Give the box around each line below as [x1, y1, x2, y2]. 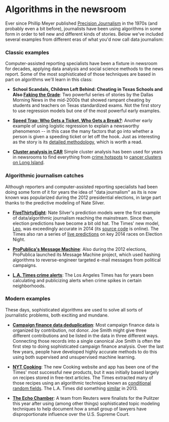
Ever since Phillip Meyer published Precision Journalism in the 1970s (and [5, 20, 157, 26]
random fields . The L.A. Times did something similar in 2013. [12, 385, 138, 391]
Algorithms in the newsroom [5, 4, 127, 15]
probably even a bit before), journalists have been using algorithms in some [5, 25, 162, 31]
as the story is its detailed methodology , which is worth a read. [12, 139, 142, 145]
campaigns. [12, 262, 37, 268]
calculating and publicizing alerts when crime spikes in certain [12, 277, 142, 283]
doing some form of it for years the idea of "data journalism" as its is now [5, 189, 157, 195]
